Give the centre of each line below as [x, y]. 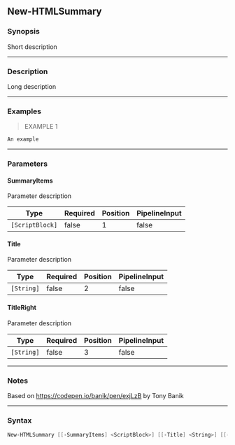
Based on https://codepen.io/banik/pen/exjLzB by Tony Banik [95, 395]
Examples [24, 111]
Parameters [27, 164]
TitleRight [22, 308]
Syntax [20, 421]
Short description [32, 47]
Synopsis [23, 31]
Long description [32, 86]
